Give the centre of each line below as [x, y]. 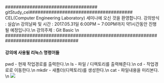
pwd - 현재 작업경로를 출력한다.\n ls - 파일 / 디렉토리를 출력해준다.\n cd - [75, 64]
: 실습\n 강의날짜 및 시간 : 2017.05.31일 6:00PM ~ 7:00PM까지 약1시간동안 [76, 24]
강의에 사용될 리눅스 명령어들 [32, 52]
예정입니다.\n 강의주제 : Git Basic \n [45, 30]
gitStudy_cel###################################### [69, 12]
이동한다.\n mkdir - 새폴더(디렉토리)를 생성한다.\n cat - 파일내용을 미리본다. [86, 70]
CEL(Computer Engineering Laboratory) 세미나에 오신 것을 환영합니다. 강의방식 [82, 18]
